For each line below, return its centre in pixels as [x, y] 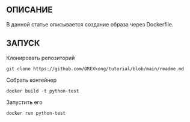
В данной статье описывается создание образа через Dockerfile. [90, 24]
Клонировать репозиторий [41, 58]
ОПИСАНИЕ [29, 10]
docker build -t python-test [43, 91]
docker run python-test [36, 113]
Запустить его [25, 102]
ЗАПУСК [23, 44]
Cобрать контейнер [32, 80]
